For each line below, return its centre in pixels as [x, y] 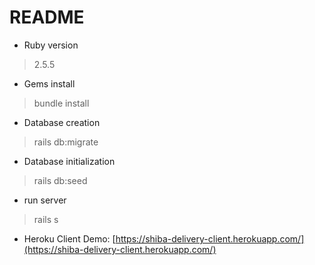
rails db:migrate [66, 142]
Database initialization [69, 161]
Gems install [49, 83]
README [47, 17]
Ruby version [51, 45]
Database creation [62, 122]
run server [45, 200]
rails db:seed [60, 180]
